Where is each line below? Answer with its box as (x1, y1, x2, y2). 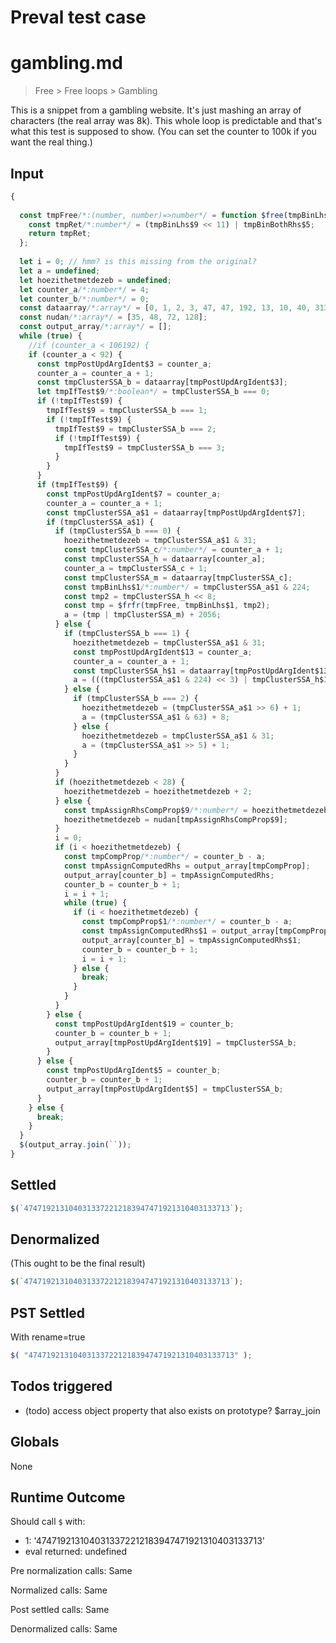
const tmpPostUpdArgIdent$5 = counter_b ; (46, 1066, 222, 1076)
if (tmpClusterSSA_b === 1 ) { (63, 629, 190, 639)
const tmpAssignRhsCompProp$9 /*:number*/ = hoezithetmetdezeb (63, 805, 329, 815)
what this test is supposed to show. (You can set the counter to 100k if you (10, 126, 317, 138)
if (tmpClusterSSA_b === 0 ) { (54, 526, 182, 536)
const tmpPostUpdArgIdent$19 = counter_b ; (54, 1019, 235, 1029)
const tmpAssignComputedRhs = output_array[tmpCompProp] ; (63, 861, 311, 871)
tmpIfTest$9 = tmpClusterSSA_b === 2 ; (54, 424, 217, 434)
